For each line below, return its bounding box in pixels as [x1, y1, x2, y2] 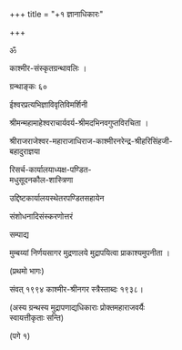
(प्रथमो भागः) [9, 265, 45, 276]
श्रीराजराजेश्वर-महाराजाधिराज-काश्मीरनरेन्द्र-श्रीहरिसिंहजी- [9, 136, 173, 146]
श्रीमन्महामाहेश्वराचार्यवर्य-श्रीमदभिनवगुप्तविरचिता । [9, 118, 149, 128]
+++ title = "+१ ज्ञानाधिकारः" [9, 9, 104, 19]
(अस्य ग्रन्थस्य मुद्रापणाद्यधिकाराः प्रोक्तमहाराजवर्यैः [9, 302, 146, 313]
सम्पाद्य [9, 229, 29, 240]
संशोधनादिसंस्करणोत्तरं [9, 211, 74, 221]
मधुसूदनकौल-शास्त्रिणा [9, 174, 74, 185]
